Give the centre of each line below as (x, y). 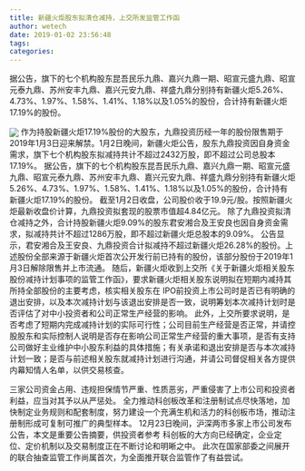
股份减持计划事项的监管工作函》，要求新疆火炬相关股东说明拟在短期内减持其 (151, 280)
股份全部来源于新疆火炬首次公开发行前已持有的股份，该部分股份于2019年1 (155, 257)
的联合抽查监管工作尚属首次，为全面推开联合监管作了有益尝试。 (128, 457)
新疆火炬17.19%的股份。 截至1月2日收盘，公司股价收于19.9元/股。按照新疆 (147, 200)
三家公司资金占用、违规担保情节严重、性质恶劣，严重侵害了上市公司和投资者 (152, 389)
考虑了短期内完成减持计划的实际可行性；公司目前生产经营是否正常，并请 (152, 325)
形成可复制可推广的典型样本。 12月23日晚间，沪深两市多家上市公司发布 (158, 424)
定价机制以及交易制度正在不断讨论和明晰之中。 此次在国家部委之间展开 (157, 446)
